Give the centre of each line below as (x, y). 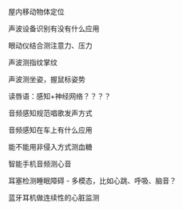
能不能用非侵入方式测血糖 (50, 147)
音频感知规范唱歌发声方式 (50, 113)
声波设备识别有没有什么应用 (54, 29)
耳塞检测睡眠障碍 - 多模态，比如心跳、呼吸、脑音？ (93, 181)
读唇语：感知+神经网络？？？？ (60, 96)
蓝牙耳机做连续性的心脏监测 (54, 198)
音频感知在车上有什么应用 (50, 130)
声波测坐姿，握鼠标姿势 (47, 79)
